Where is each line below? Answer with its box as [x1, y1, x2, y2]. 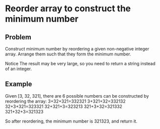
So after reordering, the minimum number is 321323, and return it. [5, 118, 137, 124]
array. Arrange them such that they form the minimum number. [5, 51, 131, 57]
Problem [5, 33, 32, 41]
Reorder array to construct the [5, 3, 131, 14]
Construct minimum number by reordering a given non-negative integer [5, 46, 149, 52]
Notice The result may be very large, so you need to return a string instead [5, 61, 156, 66]
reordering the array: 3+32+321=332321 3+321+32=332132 [5, 98, 126, 104]
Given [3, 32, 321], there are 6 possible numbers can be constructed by [5, 93, 149, 99]
